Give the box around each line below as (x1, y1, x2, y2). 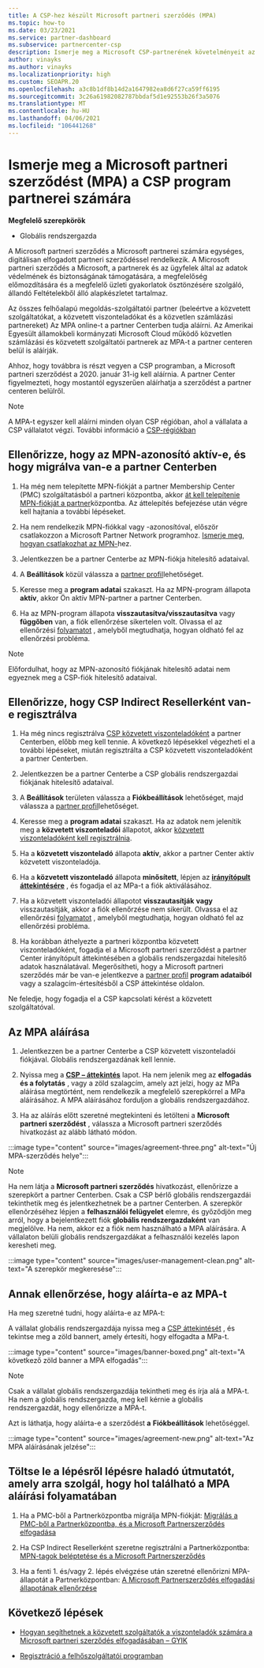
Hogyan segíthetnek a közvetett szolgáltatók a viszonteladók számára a (19, 1627, 253, 1636)
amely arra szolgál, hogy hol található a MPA (8, 1477, 231, 1491)
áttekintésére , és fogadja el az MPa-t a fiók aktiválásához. (19, 881, 212, 890)
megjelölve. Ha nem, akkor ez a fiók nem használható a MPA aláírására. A (8, 1224, 247, 1233)
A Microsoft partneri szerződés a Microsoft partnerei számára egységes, (8, 246, 244, 255)
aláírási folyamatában (8, 1489, 117, 1503)
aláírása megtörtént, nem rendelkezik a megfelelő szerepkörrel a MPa (19, 1087, 246, 1096)
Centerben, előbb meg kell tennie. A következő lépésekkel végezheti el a (19, 737, 256, 747)
